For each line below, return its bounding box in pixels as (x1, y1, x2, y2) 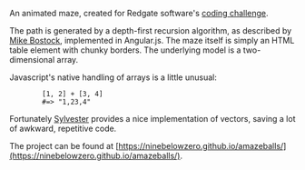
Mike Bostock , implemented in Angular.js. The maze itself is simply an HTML (9, 35, 295, 45)
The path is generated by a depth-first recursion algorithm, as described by (9, 25, 292, 35)
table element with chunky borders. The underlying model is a (9, 45, 241, 55)
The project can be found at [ (9, 141, 120, 151)
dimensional (9, 55, 55, 65)
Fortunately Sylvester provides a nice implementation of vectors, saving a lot (9, 114, 296, 124)
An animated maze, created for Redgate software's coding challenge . (9, 8, 270, 18)
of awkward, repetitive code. (9, 123, 117, 134)
